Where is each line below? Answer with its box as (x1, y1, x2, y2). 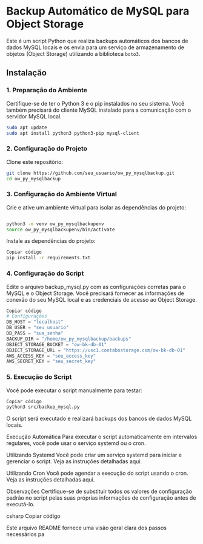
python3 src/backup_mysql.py (6, 404, 80, 410)
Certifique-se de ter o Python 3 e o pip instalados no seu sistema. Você (6, 100, 185, 107)
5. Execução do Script (6, 373, 72, 381)
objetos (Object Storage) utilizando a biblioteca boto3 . (6, 50, 141, 57)
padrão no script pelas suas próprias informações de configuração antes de (6, 494, 196, 501)
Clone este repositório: (6, 158, 64, 165)
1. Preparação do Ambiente (6, 86, 88, 95)
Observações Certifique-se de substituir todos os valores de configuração (6, 488, 193, 495)
